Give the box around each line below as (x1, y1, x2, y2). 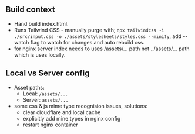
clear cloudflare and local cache (22, 108, 101, 116)
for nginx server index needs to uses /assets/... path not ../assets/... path (14, 45, 190, 52)
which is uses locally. (14, 51, 66, 58)
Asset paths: (14, 84, 45, 91)
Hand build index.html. (14, 20, 69, 27)
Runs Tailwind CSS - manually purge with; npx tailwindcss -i (14, 26, 164, 33)
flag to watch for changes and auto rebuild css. (30, 39, 145, 46)
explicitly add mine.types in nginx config (22, 115, 121, 122)
